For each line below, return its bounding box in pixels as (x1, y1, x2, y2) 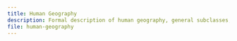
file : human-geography (7, 23, 74, 30)
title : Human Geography (7, 10, 78, 17)
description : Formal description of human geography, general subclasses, (7, 17, 232, 24)
